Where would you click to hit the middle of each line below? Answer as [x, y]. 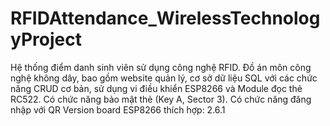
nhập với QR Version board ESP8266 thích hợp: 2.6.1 [118, 109]
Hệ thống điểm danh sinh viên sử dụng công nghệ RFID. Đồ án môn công [161, 67]
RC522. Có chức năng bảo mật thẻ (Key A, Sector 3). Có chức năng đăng [161, 99]
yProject [46, 39]
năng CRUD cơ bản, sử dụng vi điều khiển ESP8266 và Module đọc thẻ [156, 88]
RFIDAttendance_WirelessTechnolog [165, 18]
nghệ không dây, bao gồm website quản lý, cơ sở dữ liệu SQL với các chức [164, 78]
